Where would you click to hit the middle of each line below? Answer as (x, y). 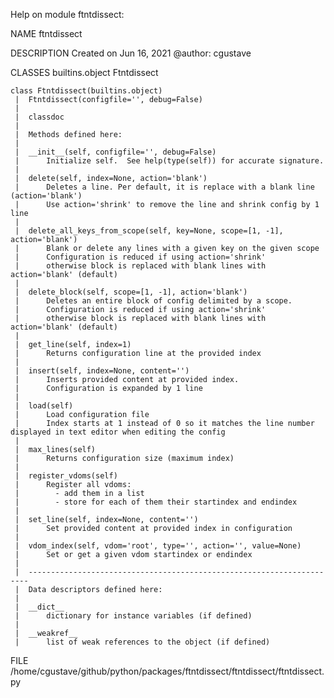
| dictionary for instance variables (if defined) (133, 616)
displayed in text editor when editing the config (118, 432)
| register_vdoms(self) (66, 476)
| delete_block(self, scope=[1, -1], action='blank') (131, 292)
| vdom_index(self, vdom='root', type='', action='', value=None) (158, 546)
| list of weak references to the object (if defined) (142, 642)
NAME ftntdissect (46, 33)
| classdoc (39, 117)
